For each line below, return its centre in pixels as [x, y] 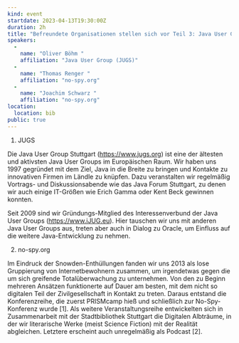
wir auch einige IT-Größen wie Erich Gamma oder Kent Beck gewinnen [111, 191]
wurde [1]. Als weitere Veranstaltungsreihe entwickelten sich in [131, 308]
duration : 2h [27, 27]
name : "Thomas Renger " [55, 73]
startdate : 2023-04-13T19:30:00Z [57, 21]
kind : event [25, 14]
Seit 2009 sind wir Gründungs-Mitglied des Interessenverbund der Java [113, 213]
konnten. [20, 199]
